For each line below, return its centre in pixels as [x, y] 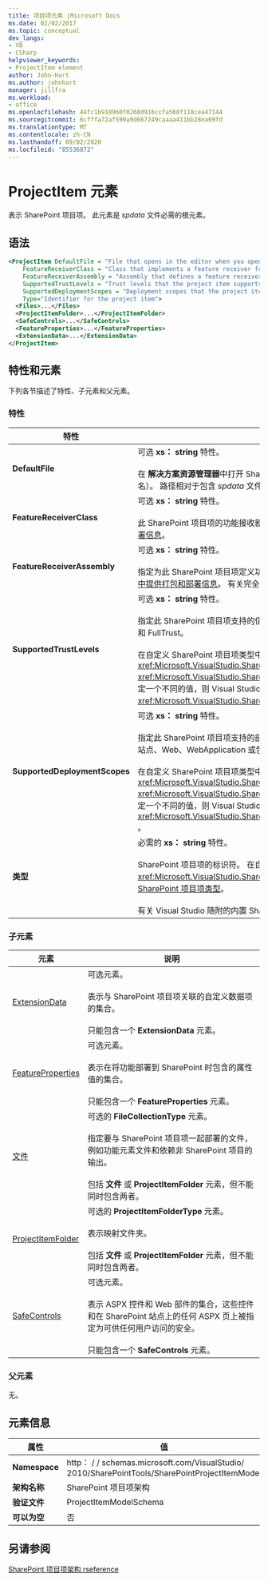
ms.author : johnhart [43, 82]
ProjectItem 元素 [63, 191]
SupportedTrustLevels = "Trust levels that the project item [126, 284]
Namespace [36, 1468]
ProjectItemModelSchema [115, 1502]
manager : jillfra [37, 90]
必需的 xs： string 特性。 [185, 842]
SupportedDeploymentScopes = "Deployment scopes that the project [135, 291]
